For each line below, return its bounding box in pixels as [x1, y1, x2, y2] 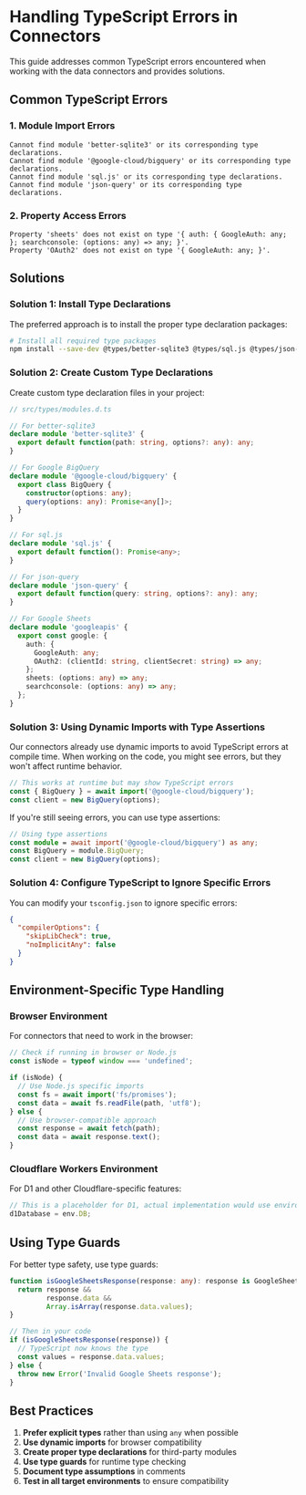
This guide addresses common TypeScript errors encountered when [9, 56, 267, 67]
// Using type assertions [9, 829, 107, 838]
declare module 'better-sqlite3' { [9, 430, 145, 439]
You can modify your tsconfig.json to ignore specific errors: [9, 897, 238, 908]
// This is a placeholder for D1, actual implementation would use [9, 1201, 271, 1210]
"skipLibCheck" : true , [25, 932, 112, 941]
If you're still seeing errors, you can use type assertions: [9, 812, 221, 823]
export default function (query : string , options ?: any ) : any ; [17, 589, 259, 598]
